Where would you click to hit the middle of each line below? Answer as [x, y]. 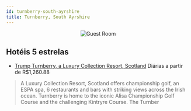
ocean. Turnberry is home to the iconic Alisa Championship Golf [97, 96]
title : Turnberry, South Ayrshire [48, 17]
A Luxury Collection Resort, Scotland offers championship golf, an [100, 84]
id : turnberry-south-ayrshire [43, 11]
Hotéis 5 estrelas [37, 52]
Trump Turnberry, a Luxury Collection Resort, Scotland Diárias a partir [98, 66]
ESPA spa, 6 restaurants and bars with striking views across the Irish [103, 90]
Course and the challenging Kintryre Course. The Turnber [90, 102]
